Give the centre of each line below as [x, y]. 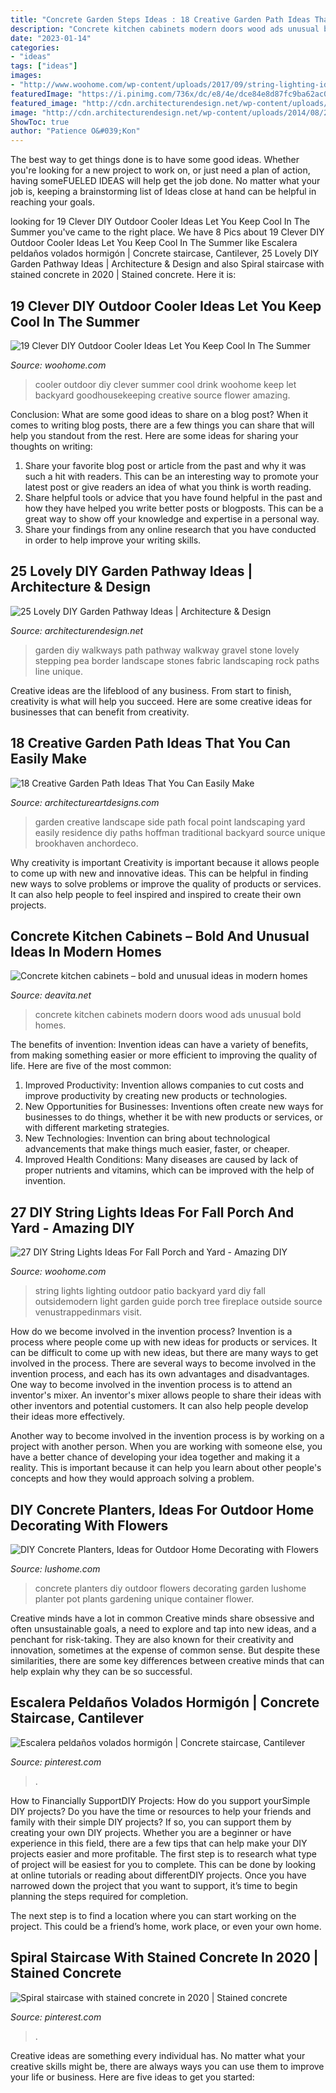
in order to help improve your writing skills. [113, 540]
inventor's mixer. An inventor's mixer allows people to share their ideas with [166, 1395]
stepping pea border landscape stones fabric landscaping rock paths [177, 660]
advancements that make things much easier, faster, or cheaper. [157, 1149]
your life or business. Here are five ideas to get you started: [132, 2077]
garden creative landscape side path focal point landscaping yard [170, 822]
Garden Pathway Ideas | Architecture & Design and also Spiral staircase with [167, 264]
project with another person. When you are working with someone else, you [166, 1447]
